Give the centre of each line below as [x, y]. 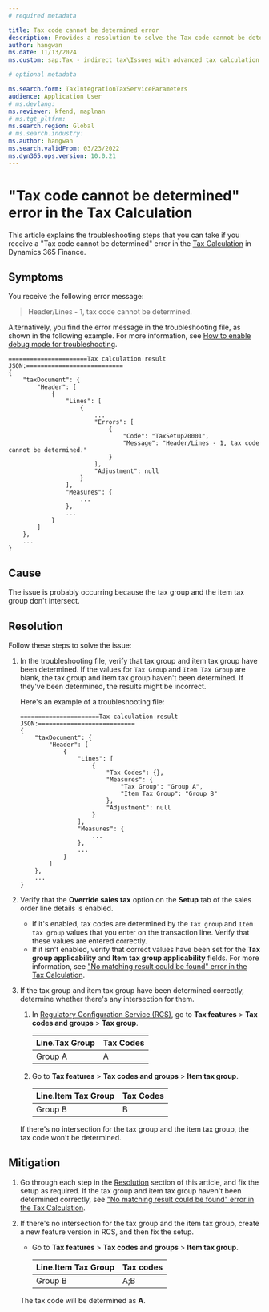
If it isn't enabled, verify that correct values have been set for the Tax [146, 949]
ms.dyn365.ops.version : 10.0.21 [62, 156]
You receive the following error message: [76, 297]
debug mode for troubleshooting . [63, 345]
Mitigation [34, 1163]
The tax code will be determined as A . [82, 1300]
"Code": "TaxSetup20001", [166, 436]
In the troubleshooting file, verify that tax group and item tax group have [139, 661]
